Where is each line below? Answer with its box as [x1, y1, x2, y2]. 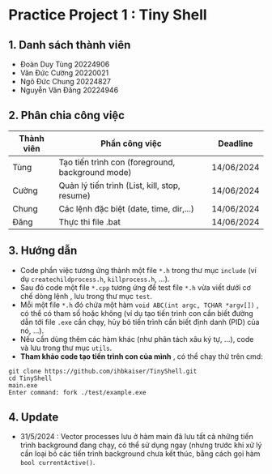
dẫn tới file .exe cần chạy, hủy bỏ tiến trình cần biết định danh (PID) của [19, 317, 260, 327]
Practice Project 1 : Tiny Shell [8, 6, 208, 24]
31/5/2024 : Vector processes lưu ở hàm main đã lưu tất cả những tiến [19, 432, 253, 442]
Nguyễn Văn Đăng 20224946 [19, 85, 119, 95]
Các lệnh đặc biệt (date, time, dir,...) [58, 203, 194, 214]
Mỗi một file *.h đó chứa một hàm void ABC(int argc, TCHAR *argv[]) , [19, 300, 259, 310]
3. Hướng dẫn [8, 244, 78, 258]
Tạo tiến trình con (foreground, [58, 156, 176, 168]
